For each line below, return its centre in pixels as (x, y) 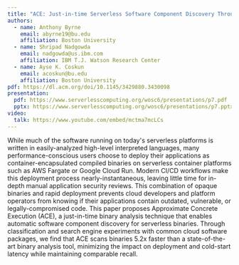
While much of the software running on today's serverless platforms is (110, 140)
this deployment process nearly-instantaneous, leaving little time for (107, 178)
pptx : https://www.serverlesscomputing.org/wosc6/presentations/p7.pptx (124, 107)
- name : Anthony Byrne (47, 27)
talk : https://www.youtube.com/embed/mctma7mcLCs (89, 120)
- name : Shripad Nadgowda (52, 47)
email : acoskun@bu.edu (54, 73)
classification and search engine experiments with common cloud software (117, 231)
